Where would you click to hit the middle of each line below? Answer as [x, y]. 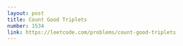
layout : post [26, 13]
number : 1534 [26, 26]
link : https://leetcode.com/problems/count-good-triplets [91, 32]
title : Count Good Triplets [47, 20]
